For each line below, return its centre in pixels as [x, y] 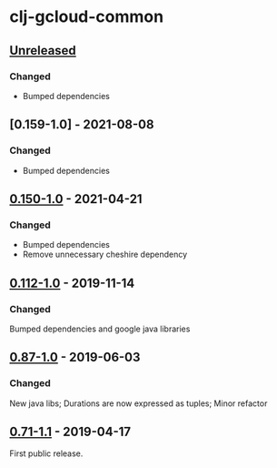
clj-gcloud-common [87, 17]
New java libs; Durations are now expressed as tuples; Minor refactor [138, 403]
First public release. [46, 453]
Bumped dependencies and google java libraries [100, 329]
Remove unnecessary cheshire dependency [105, 254]
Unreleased [43, 51]
